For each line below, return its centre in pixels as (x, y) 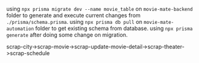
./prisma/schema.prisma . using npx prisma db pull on (74, 22)
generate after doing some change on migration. (67, 35)
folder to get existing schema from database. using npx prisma (114, 28)
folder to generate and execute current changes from (73, 15)
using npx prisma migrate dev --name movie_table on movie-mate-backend (99, 9)
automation (20, 29)
